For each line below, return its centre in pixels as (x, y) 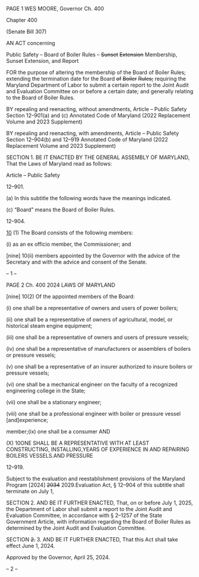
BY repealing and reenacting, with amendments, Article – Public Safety (93, 133)
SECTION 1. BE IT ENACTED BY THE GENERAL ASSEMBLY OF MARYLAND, (98, 157)
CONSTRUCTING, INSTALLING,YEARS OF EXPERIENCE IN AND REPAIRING (98, 449)
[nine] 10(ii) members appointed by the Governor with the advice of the (93, 256)
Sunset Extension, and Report (42, 61)
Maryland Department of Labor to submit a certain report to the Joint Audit (97, 85)
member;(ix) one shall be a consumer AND (58, 432)
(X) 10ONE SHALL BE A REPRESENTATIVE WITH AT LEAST (78, 443)
